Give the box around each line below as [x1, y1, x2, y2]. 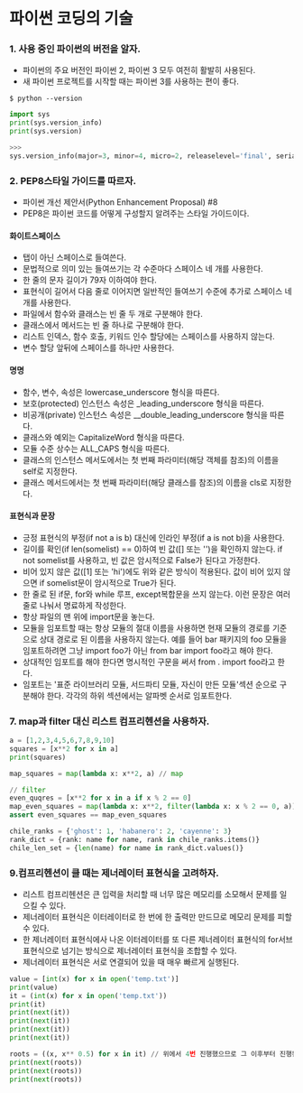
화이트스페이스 [9, 230, 61, 241]
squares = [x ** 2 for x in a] [9, 744, 119, 754]
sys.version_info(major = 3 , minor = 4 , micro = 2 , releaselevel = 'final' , [9, 151, 272, 161]
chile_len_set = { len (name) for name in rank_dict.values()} [9, 843, 244, 853]
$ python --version [9, 94, 83, 104]
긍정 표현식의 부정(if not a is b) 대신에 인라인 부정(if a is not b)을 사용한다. [22, 532, 285, 542]
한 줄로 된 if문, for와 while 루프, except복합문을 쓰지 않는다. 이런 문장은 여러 [22, 588, 291, 599]
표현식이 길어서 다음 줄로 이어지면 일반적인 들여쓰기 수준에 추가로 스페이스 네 [22, 286, 293, 297]
